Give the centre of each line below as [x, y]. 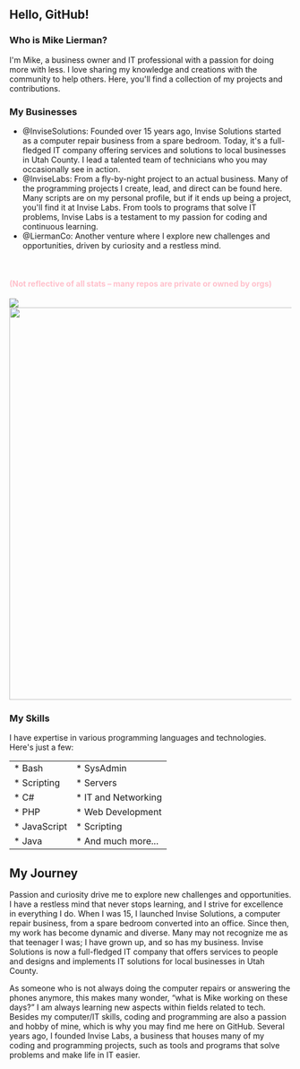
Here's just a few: [42, 747]
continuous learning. [60, 226]
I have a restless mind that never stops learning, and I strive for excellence [146, 904]
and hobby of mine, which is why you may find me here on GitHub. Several [147, 1027]
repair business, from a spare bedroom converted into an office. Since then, [149, 924]
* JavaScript [40, 827]
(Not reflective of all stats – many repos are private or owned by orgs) [141, 283]
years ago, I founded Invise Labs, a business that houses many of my [137, 1036]
